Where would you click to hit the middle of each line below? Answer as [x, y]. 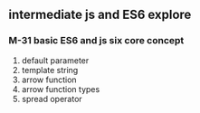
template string [50, 70]
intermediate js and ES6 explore [100, 15]
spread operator [52, 99]
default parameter [55, 60]
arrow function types [61, 89]
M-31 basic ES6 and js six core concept [96, 41]
